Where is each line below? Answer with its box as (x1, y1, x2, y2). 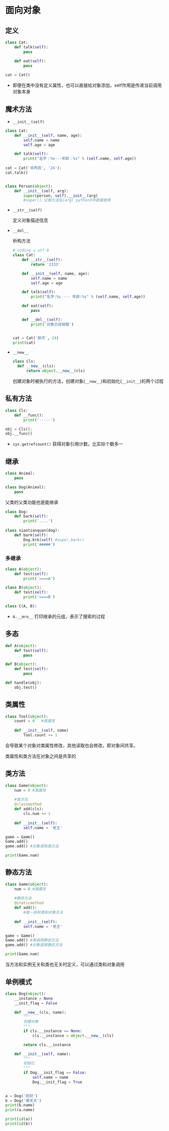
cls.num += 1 (23, 811, 51, 817)
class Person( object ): (5, 184, 53, 189)
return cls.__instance (23, 1042, 71, 1047)
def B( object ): (5, 662, 37, 667)
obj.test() (14, 685, 37, 690)
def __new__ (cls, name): (14, 1010, 67, 1015)
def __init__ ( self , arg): (14, 188, 69, 193)
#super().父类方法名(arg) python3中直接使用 (23, 198, 111, 203)
